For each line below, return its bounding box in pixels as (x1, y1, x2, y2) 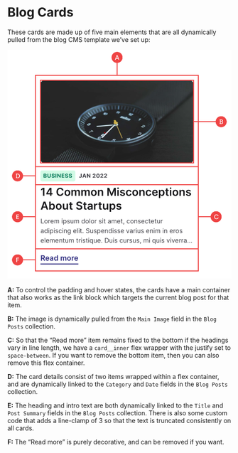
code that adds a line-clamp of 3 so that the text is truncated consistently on (7, 416, 232, 425)
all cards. (7, 424, 34, 432)
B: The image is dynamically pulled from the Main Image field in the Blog (7, 314, 217, 323)
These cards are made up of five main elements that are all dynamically (7, 28, 217, 36)
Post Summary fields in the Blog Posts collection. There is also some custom (7, 408, 228, 417)
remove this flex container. (7, 358, 85, 367)
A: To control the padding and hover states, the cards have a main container (7, 285, 231, 294)
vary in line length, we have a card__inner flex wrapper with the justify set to (7, 343, 232, 352)
